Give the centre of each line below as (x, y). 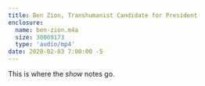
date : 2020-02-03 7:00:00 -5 (56, 52)
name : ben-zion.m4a (47, 30)
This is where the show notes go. (61, 74)
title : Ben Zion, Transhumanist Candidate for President (103, 15)
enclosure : (26, 23)
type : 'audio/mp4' (45, 45)
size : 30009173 (40, 37)
